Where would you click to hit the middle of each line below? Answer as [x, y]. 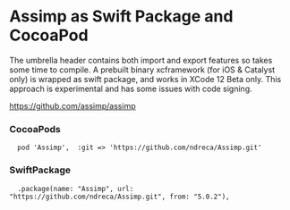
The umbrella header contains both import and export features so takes [141, 60]
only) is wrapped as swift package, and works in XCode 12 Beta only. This [145, 79]
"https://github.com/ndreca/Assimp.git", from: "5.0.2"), [119, 197]
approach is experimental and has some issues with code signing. [131, 88]
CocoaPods [35, 129]
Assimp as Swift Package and [121, 17]
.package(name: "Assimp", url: [76, 189]
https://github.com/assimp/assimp [72, 105]
